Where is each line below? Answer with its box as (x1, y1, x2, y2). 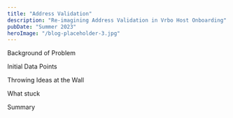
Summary (7, 103, 36, 112)
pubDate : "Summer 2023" (7, 23, 77, 30)
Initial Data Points (7, 62, 57, 71)
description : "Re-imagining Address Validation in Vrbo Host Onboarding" (7, 17, 227, 24)
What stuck (7, 89, 41, 98)
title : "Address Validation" (7, 10, 92, 17)
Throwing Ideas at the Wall (7, 76, 85, 84)
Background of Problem (7, 49, 76, 57)
